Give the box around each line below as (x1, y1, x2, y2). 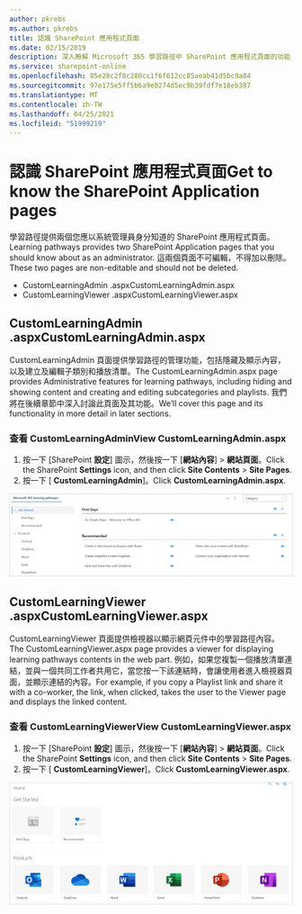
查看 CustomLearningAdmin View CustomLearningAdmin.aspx (9, 432, 287, 445)
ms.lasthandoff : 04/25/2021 (9, 109, 115, 119)
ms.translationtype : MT (9, 90, 99, 99)
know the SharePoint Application (9, 181, 261, 202)
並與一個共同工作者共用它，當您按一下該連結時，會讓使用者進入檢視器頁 (24, 665, 293, 676)
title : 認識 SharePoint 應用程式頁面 (9, 33, 140, 42)
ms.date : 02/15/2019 (9, 43, 87, 52)
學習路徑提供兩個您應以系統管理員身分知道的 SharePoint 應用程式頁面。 (9, 231, 275, 242)
